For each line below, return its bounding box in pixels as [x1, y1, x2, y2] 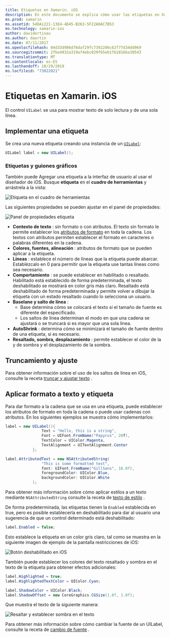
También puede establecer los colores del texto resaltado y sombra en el [5, 559, 157, 565]
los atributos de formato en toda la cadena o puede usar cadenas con [5, 408, 151, 415]
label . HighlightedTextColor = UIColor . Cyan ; [5, 578, 101, 584]
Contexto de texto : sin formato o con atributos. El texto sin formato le [12, 223, 159, 230]
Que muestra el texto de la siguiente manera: [5, 602, 99, 608]
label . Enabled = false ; [5, 525, 56, 530]
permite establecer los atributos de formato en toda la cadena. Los [12, 229, 152, 235]
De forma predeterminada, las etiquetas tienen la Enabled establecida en [5, 504, 156, 511]
